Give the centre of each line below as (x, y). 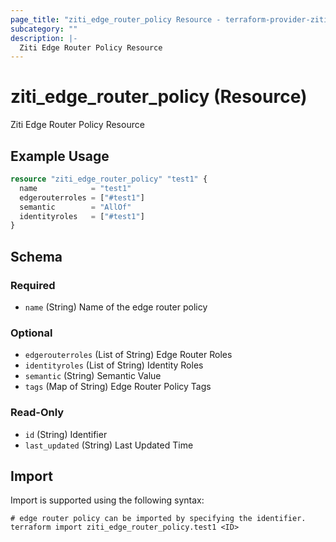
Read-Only (37, 413)
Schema (36, 256)
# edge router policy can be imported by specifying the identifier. (158, 519)
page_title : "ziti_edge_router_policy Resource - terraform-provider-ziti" (171, 19)
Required (33, 285)
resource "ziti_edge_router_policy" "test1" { (109, 179)
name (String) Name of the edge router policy (116, 307)
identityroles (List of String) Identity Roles (114, 365)
